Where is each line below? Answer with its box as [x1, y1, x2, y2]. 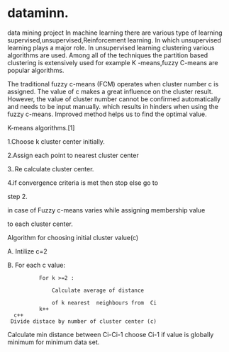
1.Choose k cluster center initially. [7, 137, 105, 146]
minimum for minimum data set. [7, 338, 100, 346]
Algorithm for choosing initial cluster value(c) [7, 233, 139, 242]
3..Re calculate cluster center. [7, 164, 94, 173]
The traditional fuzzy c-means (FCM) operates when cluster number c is [7, 79, 219, 88]
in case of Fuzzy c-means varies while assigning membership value [7, 205, 206, 214]
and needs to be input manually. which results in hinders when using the [7, 102, 218, 110]
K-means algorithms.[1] [7, 123, 75, 132]
